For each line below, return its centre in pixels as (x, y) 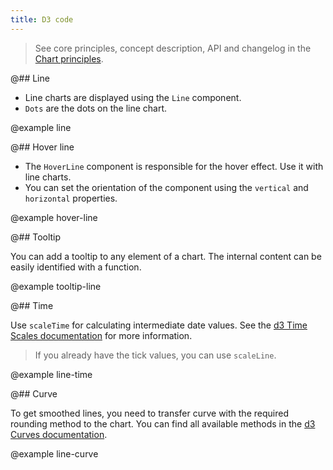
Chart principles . (69, 58)
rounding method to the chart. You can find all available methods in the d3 (163, 423)
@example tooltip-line (56, 286)
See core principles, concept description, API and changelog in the (173, 48)
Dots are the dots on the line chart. (96, 108)
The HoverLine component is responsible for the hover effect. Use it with (174, 166)
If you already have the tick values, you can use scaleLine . (155, 355)
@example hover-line (54, 217)
